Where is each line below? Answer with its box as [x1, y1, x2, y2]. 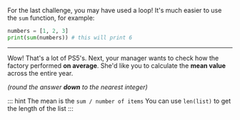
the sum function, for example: [7, 14, 95, 22]
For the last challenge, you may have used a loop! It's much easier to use [7, 6, 222, 14]
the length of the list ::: [7, 104, 74, 113]
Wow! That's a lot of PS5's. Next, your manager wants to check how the [7, 54, 219, 62]
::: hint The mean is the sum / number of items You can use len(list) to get [7, 96, 231, 105]
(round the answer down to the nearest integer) [7, 82, 148, 91]
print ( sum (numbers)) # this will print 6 [7, 34, 133, 41]
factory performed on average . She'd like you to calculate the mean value [7, 61, 226, 70]
